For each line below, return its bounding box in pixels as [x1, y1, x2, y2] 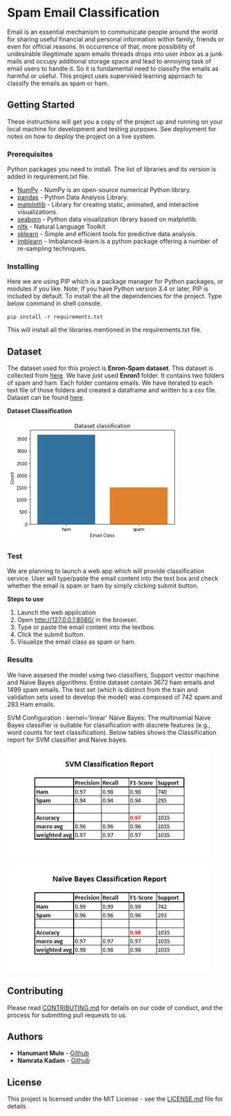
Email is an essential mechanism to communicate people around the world [7, 28, 219, 36]
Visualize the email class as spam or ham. [17, 637, 137, 646]
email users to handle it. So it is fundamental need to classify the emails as [7, 64, 219, 73]
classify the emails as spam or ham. [7, 79, 109, 87]
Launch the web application [17, 608, 97, 617]
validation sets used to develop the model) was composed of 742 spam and [7, 693, 223, 701]
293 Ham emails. [7, 700, 55, 709]
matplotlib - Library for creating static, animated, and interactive [17, 200, 199, 209]
